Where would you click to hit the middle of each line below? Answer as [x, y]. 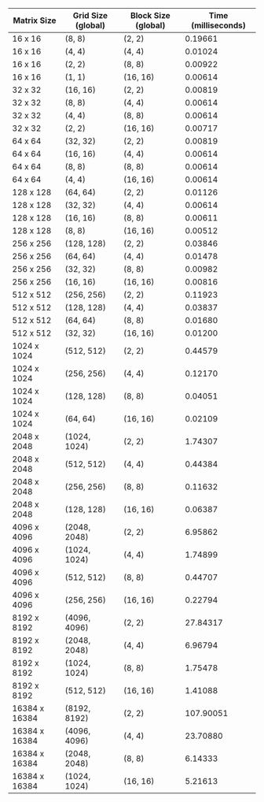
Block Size [150, 15]
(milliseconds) [218, 25]
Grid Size [90, 15]
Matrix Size [35, 20]
